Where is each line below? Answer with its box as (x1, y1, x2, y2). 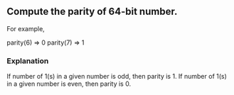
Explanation (6, 56, 49, 66)
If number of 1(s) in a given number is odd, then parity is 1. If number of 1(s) (6, 72, 227, 81)
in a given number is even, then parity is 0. (6, 79, 132, 88)
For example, (6, 24, 46, 33)
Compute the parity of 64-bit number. (6, 6, 178, 18)
